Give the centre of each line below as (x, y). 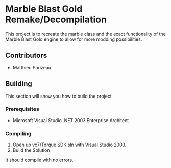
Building (19, 84)
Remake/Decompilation (56, 20)
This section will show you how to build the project (58, 96)
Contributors (26, 55)
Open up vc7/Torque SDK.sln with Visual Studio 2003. (69, 145)
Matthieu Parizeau (32, 67)
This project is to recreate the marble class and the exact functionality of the (86, 34)
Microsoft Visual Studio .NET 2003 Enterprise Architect (71, 120)
